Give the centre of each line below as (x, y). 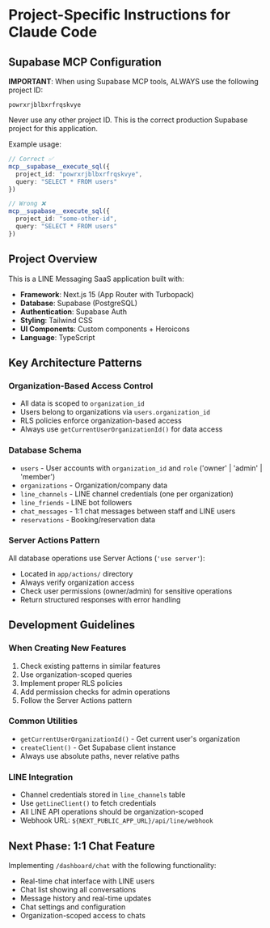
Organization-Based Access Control (81, 385)
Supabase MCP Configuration (85, 62)
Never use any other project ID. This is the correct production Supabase (128, 120)
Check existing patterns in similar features (90, 666)
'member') (37, 476)
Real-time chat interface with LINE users (87, 881)
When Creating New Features (67, 648)
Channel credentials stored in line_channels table (103, 794)
